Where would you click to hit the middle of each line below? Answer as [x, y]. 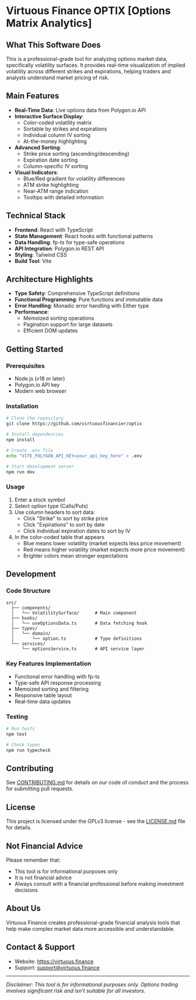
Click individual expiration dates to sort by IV [77, 531]
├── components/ [31, 608]
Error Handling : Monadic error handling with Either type [82, 306]
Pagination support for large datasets [68, 325]
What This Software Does [53, 45]
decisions [26, 890]
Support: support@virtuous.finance [57, 967]
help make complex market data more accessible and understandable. [90, 929]
